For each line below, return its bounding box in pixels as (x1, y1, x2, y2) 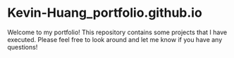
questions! (7, 43, 38, 51)
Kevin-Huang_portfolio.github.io (7, 5, 202, 21)
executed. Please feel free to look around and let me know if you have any (7, 35, 223, 43)
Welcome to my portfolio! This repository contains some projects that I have (7, 28, 228, 36)
